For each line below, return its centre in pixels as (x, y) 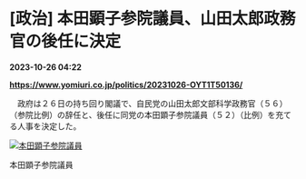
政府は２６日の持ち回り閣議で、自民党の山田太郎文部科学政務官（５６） (152, 103)
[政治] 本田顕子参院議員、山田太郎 (137, 19)
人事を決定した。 (49, 126)
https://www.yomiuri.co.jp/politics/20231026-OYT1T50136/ (126, 85)
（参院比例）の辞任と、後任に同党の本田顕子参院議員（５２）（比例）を (143, 114)
